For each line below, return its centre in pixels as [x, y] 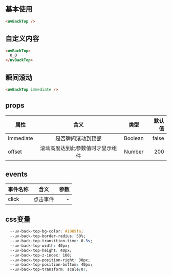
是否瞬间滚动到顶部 [79, 138]
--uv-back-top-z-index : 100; [41, 255]
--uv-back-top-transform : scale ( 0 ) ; [49, 270]
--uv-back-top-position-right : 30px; [50, 260]
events [17, 174]
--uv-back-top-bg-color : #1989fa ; [47, 231]
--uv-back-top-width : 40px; [40, 246]
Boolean [134, 138]
